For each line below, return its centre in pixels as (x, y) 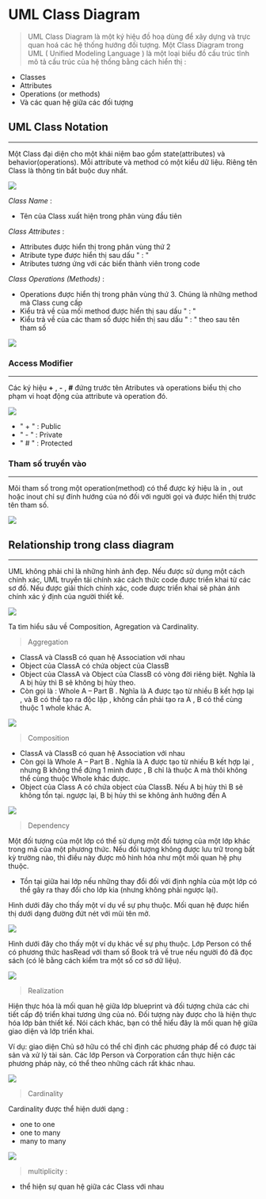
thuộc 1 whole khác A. (55, 708)
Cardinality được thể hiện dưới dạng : (68, 1109)
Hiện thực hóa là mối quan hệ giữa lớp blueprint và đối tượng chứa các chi (129, 1006)
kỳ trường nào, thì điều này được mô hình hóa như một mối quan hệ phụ (125, 858)
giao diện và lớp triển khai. (51, 1031)
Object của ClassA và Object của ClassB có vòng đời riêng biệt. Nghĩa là (137, 674)
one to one (37, 1125)
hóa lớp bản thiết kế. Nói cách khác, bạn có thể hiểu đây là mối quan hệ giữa (133, 1023)
